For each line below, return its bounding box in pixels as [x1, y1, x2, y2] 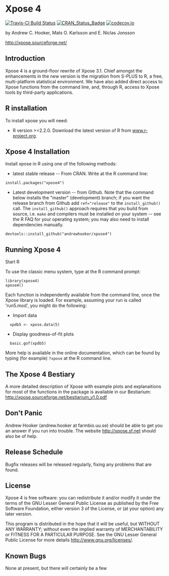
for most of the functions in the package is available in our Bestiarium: [5, 389, 151, 395]
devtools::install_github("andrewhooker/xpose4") [5, 231, 112, 236]
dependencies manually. [12, 222, 64, 228]
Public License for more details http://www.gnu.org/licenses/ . [5, 537, 133, 543]
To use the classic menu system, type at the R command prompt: [5, 268, 141, 275]
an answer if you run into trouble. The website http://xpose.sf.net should [5, 427, 156, 434]
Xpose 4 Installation [5, 147, 70, 156]
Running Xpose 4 [5, 245, 61, 254]
